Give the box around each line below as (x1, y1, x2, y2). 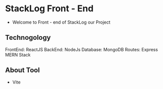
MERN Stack (5, 52, 31, 58)
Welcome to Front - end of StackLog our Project (12, 19, 110, 25)
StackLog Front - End (5, 3, 94, 14)
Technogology (5, 33, 51, 42)
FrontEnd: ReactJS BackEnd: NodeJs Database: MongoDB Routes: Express (5, 46, 158, 52)
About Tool (5, 66, 40, 74)
